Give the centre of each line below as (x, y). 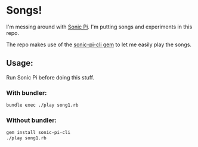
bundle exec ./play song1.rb (42, 105)
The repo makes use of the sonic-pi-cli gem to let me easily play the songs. (99, 44)
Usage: (20, 63)
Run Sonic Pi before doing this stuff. (50, 77)
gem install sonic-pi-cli (38, 133)
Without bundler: (32, 120)
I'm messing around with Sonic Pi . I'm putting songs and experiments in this (99, 27)
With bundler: (27, 92)
